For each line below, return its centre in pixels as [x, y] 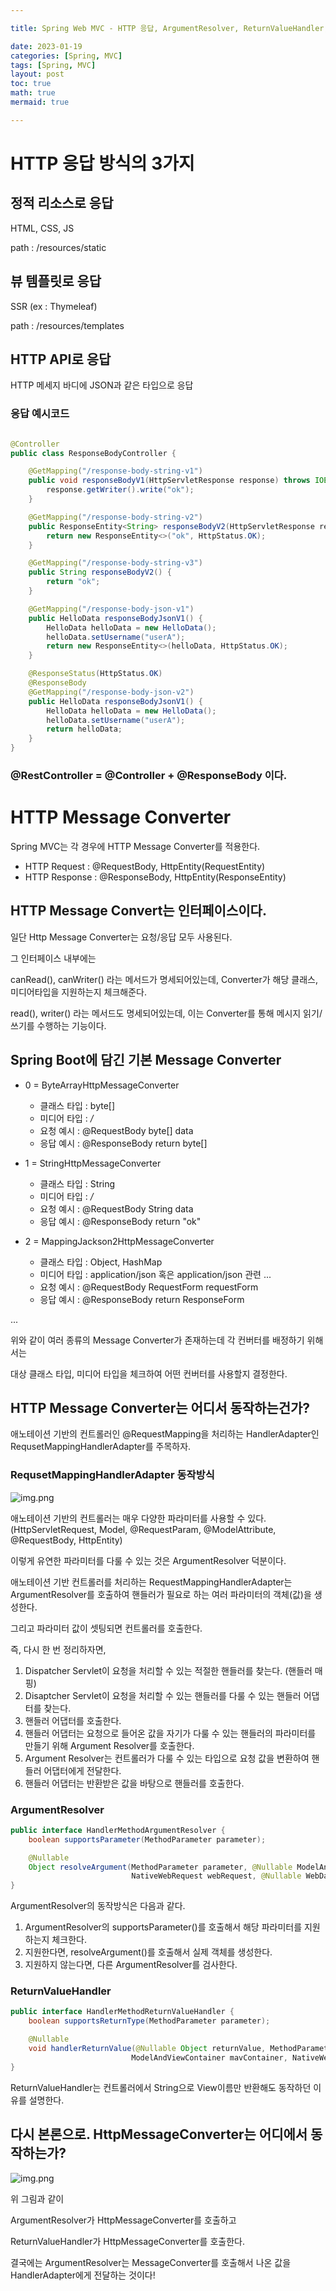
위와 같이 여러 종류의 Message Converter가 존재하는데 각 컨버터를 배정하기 [157, 1340]
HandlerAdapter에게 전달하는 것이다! [83, 2275]
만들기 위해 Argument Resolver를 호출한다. [109, 1745]
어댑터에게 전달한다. [82, 1770]
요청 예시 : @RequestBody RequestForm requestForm [149, 1287]
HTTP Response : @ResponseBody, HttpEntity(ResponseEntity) [155, 877]
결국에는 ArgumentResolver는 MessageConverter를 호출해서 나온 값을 [151, 2262]
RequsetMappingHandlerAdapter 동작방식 [112, 1475]
